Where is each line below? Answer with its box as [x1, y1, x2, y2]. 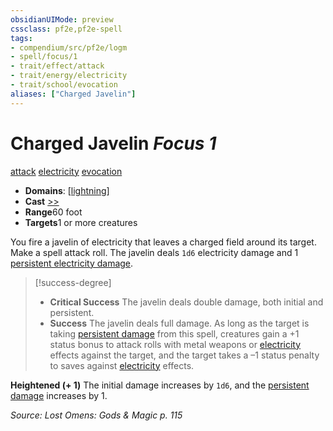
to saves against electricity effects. [49, 359, 195, 371]
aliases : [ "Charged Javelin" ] [10, 89, 137, 99]
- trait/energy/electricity [10, 71, 128, 81]
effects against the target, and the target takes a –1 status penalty [49, 349, 320, 361]
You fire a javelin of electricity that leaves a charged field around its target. [10, 236, 317, 248]
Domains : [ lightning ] [24, 184, 110, 196]
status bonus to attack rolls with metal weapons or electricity [49, 338, 302, 350]
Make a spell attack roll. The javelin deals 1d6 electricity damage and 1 [10, 246, 299, 258]
